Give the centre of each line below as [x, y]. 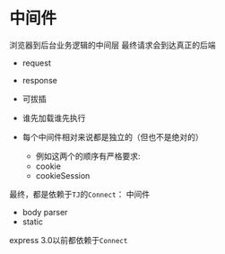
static [32, 222]
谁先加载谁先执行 [54, 118]
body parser [45, 212]
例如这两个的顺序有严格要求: [88, 156]
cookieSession [63, 175]
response [40, 80]
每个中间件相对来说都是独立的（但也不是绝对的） [112, 136]
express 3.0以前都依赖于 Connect [69, 240]
